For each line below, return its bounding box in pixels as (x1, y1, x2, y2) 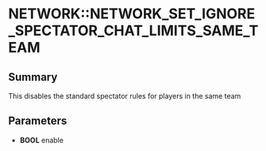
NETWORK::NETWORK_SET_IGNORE (8, 5, 256, 23)
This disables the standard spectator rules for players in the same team (8, 91, 241, 100)
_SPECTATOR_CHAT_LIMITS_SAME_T (8, 21, 259, 40)
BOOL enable (19, 135, 64, 145)
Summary (8, 70, 58, 83)
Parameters (8, 114, 67, 128)
